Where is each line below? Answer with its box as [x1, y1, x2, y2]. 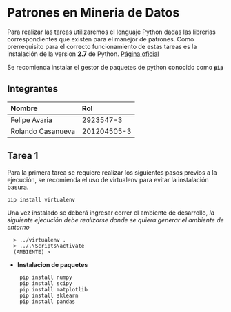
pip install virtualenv [7, 196, 76, 203]
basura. [7, 183, 29, 191]
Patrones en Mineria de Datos [7, 5, 180, 21]
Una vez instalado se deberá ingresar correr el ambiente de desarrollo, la [7, 208, 215, 217]
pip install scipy [19, 280, 72, 287]
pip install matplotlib [19, 286, 88, 293]
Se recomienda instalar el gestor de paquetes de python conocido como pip [7, 63, 224, 71]
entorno [7, 223, 30, 231]
